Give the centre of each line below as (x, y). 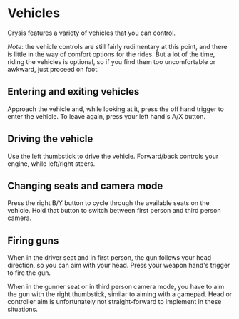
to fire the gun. (29, 273)
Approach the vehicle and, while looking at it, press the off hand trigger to (116, 109)
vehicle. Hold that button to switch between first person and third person (114, 211)
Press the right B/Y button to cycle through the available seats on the (108, 203)
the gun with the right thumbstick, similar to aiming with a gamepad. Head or (120, 294)
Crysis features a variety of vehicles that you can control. (92, 33)
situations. (22, 309)
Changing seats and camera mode (85, 185)
